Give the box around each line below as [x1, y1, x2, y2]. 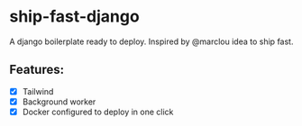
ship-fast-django [9, 6, 140, 27]
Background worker [22, 96, 96, 107]
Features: [9, 62, 65, 77]
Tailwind [22, 85, 54, 96]
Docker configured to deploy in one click [22, 106, 174, 117]
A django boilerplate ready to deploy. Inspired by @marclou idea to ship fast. [9, 36, 294, 47]
